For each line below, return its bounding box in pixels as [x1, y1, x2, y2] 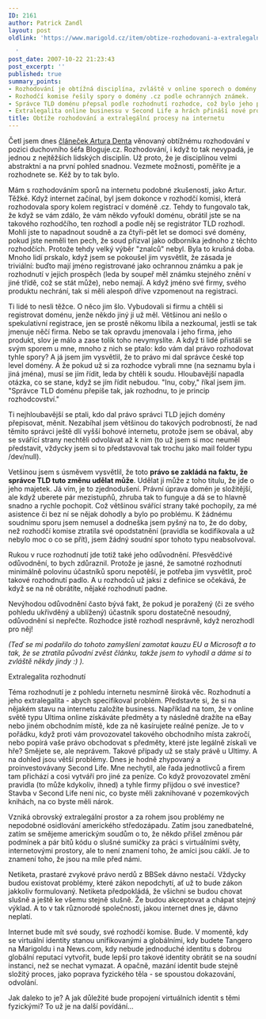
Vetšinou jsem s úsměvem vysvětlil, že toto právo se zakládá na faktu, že [8, 467, 248, 477]
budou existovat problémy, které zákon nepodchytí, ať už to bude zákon [8, 878, 243, 887]
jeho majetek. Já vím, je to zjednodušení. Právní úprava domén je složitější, [8, 485, 253, 493]
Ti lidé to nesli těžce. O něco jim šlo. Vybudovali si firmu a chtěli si [8, 302, 223, 311]
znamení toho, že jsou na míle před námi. [8, 854, 142, 864]
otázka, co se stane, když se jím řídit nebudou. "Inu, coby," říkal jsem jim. [8, 377, 247, 387]
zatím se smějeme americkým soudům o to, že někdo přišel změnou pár [8, 829, 243, 838]
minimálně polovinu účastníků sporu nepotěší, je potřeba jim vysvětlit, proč [8, 567, 253, 576]
